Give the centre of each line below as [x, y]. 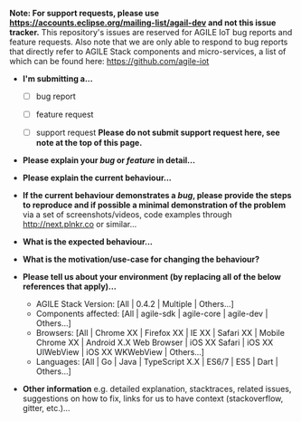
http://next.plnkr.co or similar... [80, 225]
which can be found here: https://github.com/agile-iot [109, 61]
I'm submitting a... [57, 79]
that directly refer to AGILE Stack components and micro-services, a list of [148, 52]
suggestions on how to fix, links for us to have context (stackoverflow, [153, 398]
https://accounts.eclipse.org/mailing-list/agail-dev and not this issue [143, 23]
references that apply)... [70, 287]
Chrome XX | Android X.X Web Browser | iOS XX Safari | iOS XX [155, 342]
